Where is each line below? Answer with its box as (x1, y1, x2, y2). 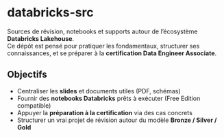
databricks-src (7, 5, 94, 20)
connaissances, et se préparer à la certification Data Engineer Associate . (7, 49, 217, 57)
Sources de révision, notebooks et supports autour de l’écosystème (7, 27, 198, 35)
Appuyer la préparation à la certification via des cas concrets (16, 108, 193, 117)
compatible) (16, 101, 51, 110)
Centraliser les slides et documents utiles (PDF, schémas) (16, 87, 181, 95)
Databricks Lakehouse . (7, 34, 74, 42)
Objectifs (7, 69, 48, 80)
